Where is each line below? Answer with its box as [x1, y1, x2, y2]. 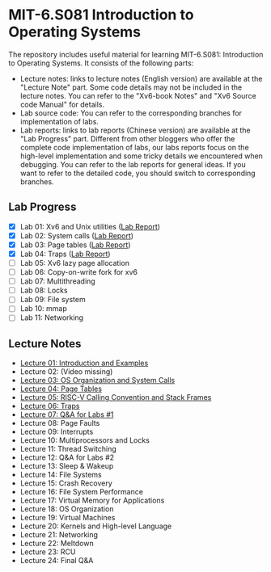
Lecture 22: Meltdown [19, 539, 95, 549]
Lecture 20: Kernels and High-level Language [19, 521, 172, 531]
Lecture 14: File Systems [19, 470, 103, 480]
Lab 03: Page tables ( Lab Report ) [19, 240, 131, 250]
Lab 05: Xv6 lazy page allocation [19, 259, 129, 267]
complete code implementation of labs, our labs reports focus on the [19, 142, 249, 152]
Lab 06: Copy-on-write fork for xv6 [19, 267, 138, 277]
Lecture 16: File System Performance [19, 487, 144, 497]
